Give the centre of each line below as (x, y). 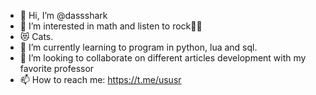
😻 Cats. (36, 36)
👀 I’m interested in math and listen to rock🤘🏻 (111, 26)
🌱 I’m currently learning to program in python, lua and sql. (138, 47)
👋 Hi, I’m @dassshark (63, 15)
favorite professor (57, 68)
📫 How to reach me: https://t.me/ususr (100, 79)
